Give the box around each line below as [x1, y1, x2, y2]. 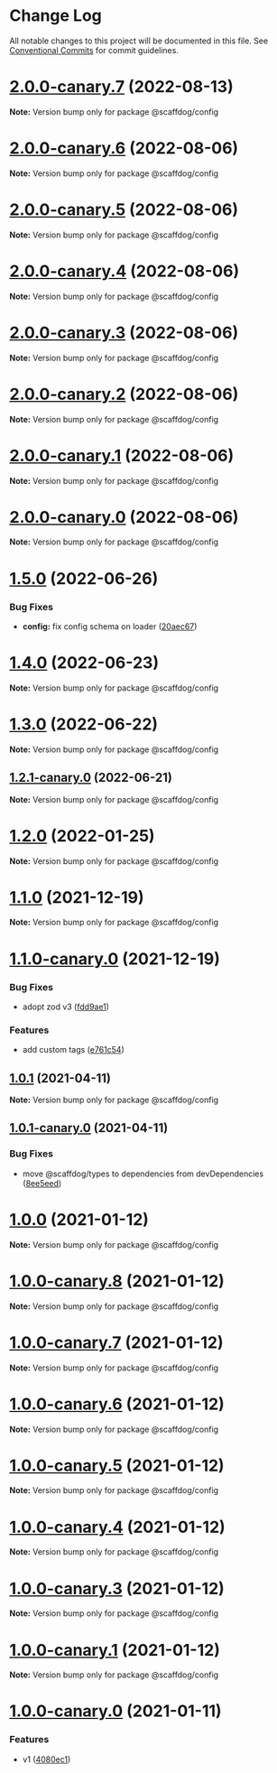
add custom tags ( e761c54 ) [22, 1044, 125, 1055]
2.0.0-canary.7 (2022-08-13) [9, 77, 234, 97]
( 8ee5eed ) [22, 1177, 62, 1188]
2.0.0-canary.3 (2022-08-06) [9, 322, 239, 343]
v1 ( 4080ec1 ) [22, 1753, 71, 1765]
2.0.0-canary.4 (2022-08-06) [9, 261, 240, 281]
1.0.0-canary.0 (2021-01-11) [9, 1701, 223, 1722]
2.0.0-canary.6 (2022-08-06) [9, 138, 239, 159]
